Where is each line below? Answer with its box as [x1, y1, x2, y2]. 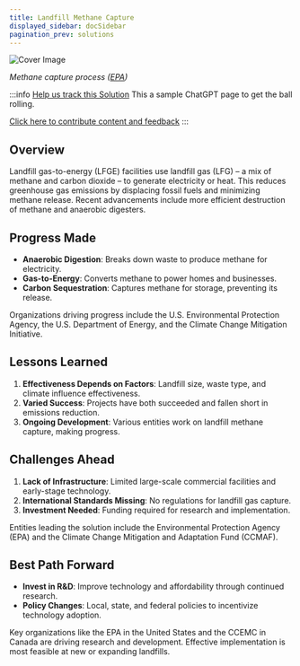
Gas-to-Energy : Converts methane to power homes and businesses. [22, 273, 277, 284]
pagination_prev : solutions [9, 30, 115, 39]
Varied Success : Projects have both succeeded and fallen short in [22, 397, 269, 408]
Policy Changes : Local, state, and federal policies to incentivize [22, 600, 259, 611]
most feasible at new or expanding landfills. [9, 646, 171, 657]
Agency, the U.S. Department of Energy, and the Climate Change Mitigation [9, 320, 287, 329]
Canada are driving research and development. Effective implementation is [9, 636, 286, 647]
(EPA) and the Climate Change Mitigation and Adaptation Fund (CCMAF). [9, 531, 278, 542]
